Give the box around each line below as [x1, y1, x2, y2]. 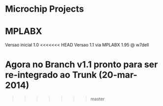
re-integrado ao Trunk [5, 69, 97, 81]
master [90, 96, 105, 102]
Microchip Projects [5, 3, 84, 15]
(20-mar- [98, 69, 137, 81]
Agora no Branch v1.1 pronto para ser [5, 59, 158, 70]
